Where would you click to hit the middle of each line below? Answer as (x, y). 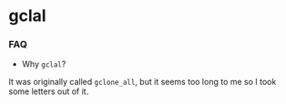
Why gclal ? (44, 64)
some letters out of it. (49, 91)
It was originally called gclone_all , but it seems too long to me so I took (143, 82)
